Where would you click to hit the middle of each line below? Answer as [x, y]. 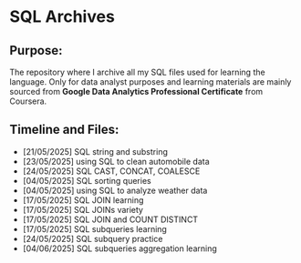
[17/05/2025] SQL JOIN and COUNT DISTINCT [110, 219]
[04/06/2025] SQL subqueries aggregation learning [119, 248]
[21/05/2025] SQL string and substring [95, 151]
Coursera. [28, 101]
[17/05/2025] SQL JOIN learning [83, 200]
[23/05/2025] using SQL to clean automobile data [116, 161]
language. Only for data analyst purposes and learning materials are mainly [150, 82]
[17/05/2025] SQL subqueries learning [94, 228]
